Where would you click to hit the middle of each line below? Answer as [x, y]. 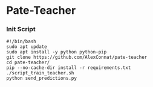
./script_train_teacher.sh [40, 73]
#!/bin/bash [21, 42]
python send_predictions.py [42, 79]
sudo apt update [27, 47]
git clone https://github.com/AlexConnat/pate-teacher [77, 58]
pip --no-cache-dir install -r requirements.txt [69, 68]
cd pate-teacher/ [28, 63]
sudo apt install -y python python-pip [57, 52]
